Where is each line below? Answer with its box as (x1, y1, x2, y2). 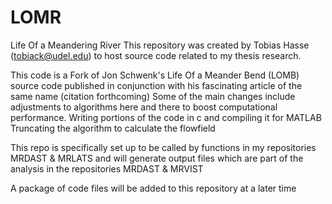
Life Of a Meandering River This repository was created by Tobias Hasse (10, 39, 310, 51)
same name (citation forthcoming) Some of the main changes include (10, 90, 296, 102)
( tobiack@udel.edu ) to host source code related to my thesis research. (10, 49, 302, 61)
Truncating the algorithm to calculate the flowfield (10, 122, 216, 134)
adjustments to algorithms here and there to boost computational (10, 101, 278, 113)
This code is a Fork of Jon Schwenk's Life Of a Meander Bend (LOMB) (10, 69, 300, 81)
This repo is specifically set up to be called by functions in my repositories (10, 141, 317, 153)
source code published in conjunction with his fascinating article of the (10, 79, 303, 91)
